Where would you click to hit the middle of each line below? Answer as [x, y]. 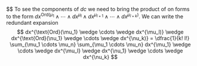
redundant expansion [32, 22]
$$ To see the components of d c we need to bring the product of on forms [98, 9]
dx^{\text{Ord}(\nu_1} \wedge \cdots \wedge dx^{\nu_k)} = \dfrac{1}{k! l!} [100, 38]
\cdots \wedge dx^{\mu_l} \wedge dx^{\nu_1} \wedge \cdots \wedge [100, 51]
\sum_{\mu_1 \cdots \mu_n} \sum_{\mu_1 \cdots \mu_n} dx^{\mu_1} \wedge [100, 44]
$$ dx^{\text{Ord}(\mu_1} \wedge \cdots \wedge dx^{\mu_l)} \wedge [100, 32]
